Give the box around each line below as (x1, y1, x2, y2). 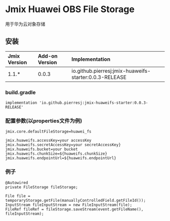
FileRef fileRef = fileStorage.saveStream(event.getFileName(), (5, 206, 144, 212)
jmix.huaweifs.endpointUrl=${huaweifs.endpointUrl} (5, 156, 116, 161)
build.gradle (5, 89, 36, 96)
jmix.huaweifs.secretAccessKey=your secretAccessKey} (5, 143, 121, 148)
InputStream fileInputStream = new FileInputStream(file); (5, 202, 133, 207)
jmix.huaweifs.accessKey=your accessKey (5, 138, 92, 143)
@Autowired (5, 180, 28, 185)
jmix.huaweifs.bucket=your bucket (5, 147, 78, 152)
